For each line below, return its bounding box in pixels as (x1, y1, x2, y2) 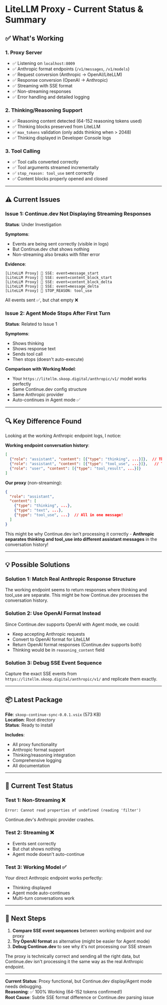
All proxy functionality (12, 741, 58, 747)
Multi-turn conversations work (12, 895, 75, 901)
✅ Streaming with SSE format (12, 82, 73, 88)
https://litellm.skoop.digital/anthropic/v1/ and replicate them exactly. (5, 676, 158, 682)
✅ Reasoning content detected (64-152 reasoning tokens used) (12, 118, 142, 124)
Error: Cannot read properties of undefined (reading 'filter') (5, 808, 141, 813)
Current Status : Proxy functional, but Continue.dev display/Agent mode (5, 978, 152, 984)
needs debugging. (5, 983, 43, 989)
